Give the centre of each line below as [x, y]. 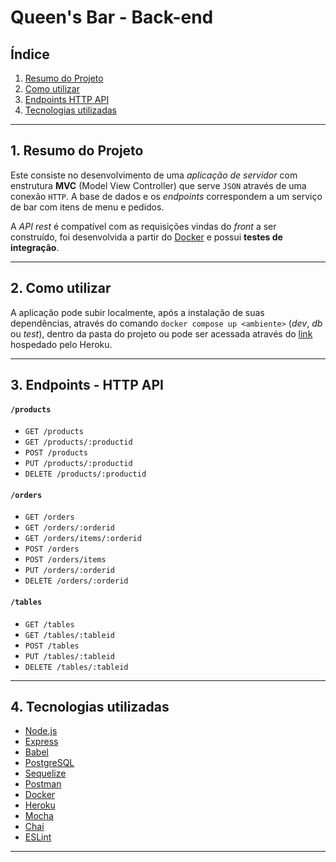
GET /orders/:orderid [69, 528]
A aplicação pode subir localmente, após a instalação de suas [137, 312]
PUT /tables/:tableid [69, 656]
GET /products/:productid [78, 442]
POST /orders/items [65, 560]
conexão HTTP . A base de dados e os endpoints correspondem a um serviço [166, 196]
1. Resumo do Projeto [77, 151]
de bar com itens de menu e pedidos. [87, 207]
